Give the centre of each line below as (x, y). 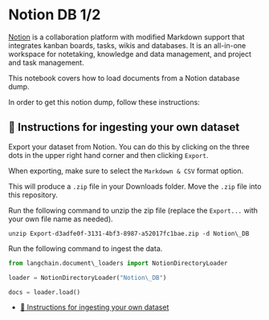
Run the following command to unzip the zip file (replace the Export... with (133, 210)
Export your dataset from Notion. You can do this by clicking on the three (129, 147)
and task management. (46, 63)
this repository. (33, 195)
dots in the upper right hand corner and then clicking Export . (108, 155)
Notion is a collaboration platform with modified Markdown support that (126, 37)
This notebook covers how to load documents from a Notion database (124, 78)
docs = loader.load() (45, 292)
